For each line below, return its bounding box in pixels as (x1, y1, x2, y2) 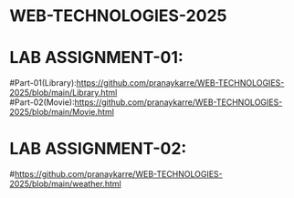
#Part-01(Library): (9, 78, 78, 89)
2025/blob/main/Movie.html (9, 107, 114, 118)
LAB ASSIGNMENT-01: (9, 47, 184, 68)
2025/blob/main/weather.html (9, 179, 121, 190)
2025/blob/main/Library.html (9, 88, 118, 99)
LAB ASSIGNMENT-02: (9, 139, 187, 160)
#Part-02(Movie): (9, 97, 75, 108)
